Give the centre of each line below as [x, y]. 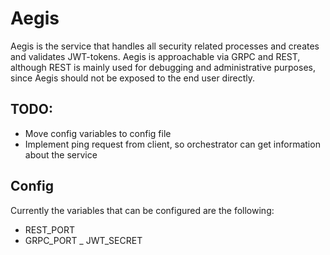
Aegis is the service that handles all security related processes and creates [165, 46]
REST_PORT [49, 229]
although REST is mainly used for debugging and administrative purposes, [163, 67]
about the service [61, 154]
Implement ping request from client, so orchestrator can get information [172, 144]
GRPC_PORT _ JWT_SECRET [83, 240]
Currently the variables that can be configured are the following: [142, 210]
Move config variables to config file [98, 133]
